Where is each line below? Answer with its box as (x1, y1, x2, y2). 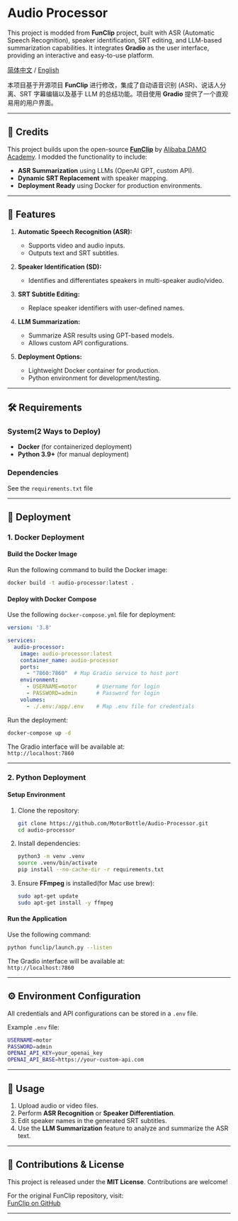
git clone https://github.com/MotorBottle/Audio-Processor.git (17, 820, 209, 827)
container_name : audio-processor (20, 657, 119, 664)
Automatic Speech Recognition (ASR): (17, 227, 132, 235)
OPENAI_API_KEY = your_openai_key (7, 1049, 103, 1057)
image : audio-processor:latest (20, 650, 113, 657)
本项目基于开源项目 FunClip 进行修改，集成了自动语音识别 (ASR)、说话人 (7, 80, 220, 89)
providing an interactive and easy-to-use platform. (7, 51, 154, 60)
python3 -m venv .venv (17, 853, 85, 860)
